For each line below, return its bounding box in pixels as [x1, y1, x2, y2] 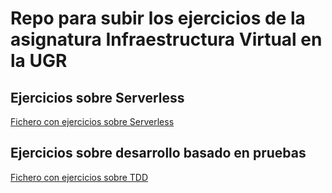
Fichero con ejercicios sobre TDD [10, 171, 149, 183]
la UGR [10, 50, 68, 72]
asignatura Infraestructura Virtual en [10, 28, 323, 51]
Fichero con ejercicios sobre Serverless [10, 116, 175, 127]
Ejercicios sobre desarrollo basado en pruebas [10, 145, 307, 162]
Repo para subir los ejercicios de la [10, 7, 306, 30]
